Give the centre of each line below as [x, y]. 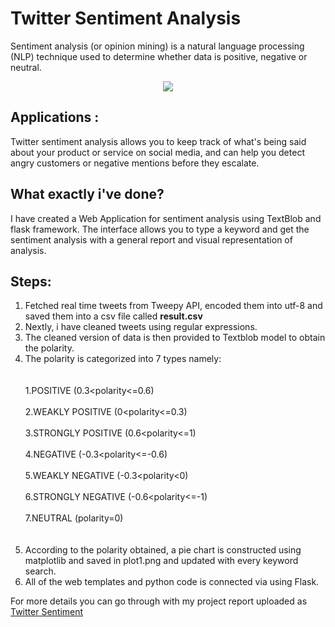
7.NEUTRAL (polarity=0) [74, 518]
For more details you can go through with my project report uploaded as [159, 601]
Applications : [55, 117]
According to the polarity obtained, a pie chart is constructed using [163, 550]
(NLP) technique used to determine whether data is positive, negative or [159, 56]
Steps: [31, 281]
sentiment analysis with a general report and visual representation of [151, 239]
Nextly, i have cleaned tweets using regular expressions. [141, 327]
